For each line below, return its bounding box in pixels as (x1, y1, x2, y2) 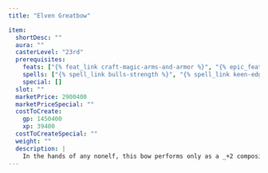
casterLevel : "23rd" (15, 49, 84, 57)
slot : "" (15, 85, 45, 93)
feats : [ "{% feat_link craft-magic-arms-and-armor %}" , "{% (22, 63, 227, 72)
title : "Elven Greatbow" (8, 11, 91, 20)
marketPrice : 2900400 (15, 92, 88, 100)
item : (8, 26, 26, 34)
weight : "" (15, 137, 52, 145)
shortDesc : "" (15, 33, 62, 41)
